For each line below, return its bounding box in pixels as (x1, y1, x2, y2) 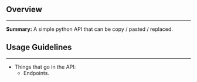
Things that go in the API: (14, 63, 76, 70)
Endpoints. (23, 69, 50, 76)
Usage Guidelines (6, 42, 72, 52)
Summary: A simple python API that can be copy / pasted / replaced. (6, 26, 173, 33)
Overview (6, 5, 43, 15)
